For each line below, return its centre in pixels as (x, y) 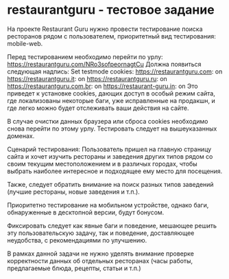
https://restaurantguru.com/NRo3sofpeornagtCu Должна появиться (104, 64)
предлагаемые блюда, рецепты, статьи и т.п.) (74, 268)
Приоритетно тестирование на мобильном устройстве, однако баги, (108, 205)
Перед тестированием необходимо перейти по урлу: (85, 56)
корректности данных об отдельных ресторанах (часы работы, (100, 260)
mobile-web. (25, 43)
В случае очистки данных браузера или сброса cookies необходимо (108, 121)
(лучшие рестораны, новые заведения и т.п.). (74, 192)
